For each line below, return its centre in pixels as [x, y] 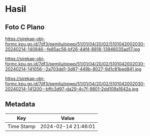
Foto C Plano [25, 27]
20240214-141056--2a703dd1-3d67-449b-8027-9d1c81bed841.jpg [73, 69]
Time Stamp [22, 126]
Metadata [20, 104]
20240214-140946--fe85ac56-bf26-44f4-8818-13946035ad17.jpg [73, 49]
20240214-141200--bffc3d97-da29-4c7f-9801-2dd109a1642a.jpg [72, 89]
